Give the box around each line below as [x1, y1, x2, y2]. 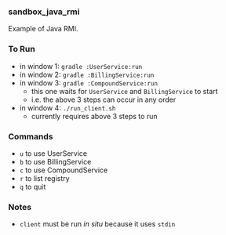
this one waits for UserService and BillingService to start [31, 86, 218, 96]
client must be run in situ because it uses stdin [19, 219, 176, 229]
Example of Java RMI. [8, 24, 78, 34]
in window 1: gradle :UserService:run [19, 61, 143, 70]
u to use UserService [19, 148, 88, 158]
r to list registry [19, 173, 70, 183]
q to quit [19, 182, 46, 191]
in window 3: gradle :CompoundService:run [19, 78, 159, 88]
